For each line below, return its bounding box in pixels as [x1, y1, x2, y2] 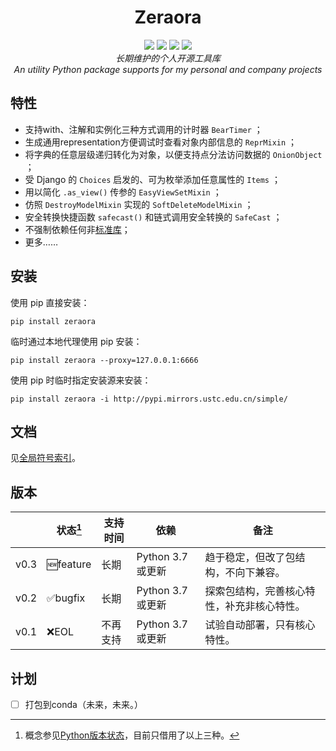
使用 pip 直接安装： [10, 296, 90, 308]
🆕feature [46, 557, 92, 571]
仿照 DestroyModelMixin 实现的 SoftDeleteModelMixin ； [24, 198, 254, 210]
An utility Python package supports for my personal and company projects [13, 63, 323, 75]
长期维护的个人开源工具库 [115, 52, 221, 64]
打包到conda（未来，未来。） [24, 699, 143, 710]
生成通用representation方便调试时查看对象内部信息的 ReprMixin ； [24, 136, 298, 148]
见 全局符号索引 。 [10, 452, 81, 464]
